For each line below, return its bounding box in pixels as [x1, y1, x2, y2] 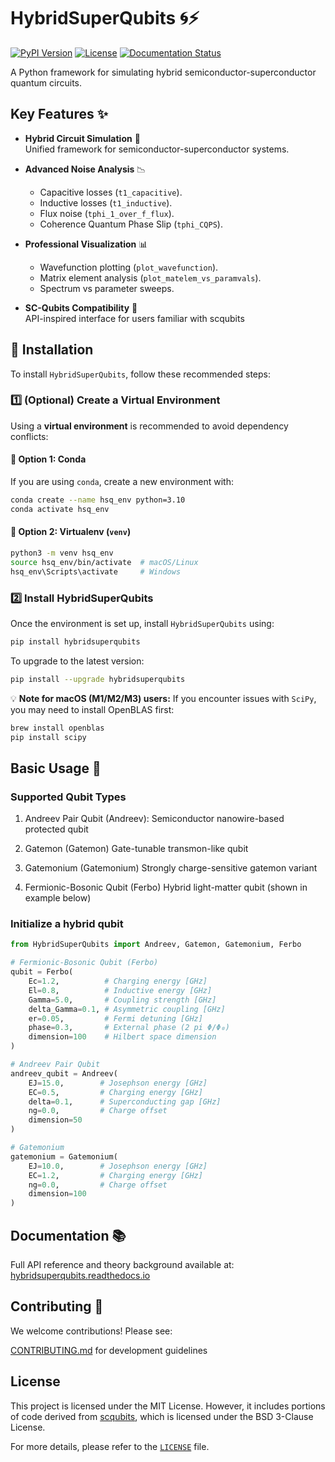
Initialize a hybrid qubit [10, 917, 124, 931]
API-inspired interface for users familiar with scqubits [24, 312, 245, 324]
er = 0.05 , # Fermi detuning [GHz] [28, 1013, 203, 1024]
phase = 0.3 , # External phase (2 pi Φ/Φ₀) [28, 1023, 230, 1033]
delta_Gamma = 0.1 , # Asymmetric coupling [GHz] [28, 1004, 226, 1014]
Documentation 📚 [10, 1227, 127, 1244]
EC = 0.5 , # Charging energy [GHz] [28, 1087, 203, 1097]
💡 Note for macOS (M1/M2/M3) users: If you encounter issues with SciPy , [10, 692, 317, 704]
